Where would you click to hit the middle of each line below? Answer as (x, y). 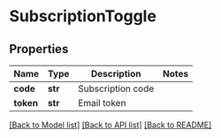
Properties (39, 49)
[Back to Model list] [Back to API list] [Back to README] (110, 125)
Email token (102, 103)
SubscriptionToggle (83, 16)
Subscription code (116, 88)
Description (116, 74)
